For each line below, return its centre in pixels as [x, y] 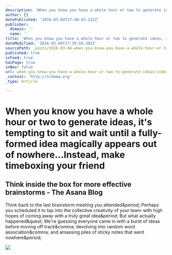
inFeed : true [19, 58]
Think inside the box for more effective [68, 185]
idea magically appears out [98, 144]
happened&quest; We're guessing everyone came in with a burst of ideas [83, 221]
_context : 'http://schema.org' [39, 77]
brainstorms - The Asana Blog [54, 193]
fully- [150, 133]
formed [21, 144]
